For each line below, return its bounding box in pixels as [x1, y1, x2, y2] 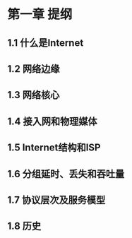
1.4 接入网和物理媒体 [7, 115, 97, 127]
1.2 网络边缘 [7, 63, 60, 75]
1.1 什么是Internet [7, 37, 84, 49]
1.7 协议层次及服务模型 [7, 194, 106, 206]
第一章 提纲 [7, 6, 73, 23]
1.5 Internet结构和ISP [7, 142, 101, 154]
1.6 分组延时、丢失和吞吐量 [7, 167, 125, 180]
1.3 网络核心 [7, 89, 60, 101]
